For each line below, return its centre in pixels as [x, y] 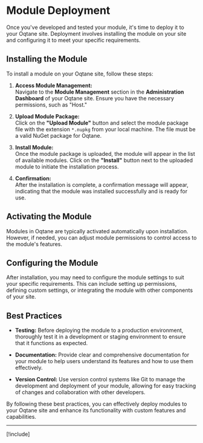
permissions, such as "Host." [51, 105]
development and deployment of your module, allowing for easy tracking [105, 386]
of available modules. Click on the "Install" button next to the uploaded [104, 160]
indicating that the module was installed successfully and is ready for [101, 191]
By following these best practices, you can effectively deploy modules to [97, 404]
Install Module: [34, 147]
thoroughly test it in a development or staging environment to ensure [100, 337]
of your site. [21, 297]
